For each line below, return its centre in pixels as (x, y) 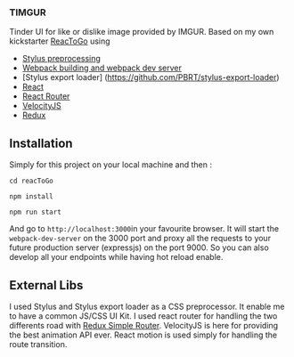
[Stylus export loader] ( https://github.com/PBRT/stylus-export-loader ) (151, 77)
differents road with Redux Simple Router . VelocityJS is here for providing (144, 325)
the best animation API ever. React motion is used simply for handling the (143, 335)
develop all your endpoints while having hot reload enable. (116, 257)
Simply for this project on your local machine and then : (110, 165)
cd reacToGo (31, 181)
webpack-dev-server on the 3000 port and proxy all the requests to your (140, 239)
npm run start (36, 212)
